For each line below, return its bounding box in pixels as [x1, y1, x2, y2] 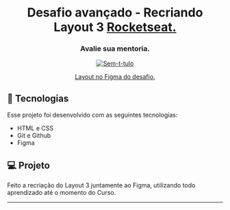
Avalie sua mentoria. [79, 44, 151, 54]
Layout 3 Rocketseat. [53, 19, 177, 35]
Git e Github [16, 132, 51, 140]
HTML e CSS [16, 124, 54, 132]
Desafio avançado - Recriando [27, 5, 203, 21]
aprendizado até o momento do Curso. [7, 189, 116, 197]
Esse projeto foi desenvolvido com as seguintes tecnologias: [7, 111, 178, 119]
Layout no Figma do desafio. [75, 73, 155, 81]
